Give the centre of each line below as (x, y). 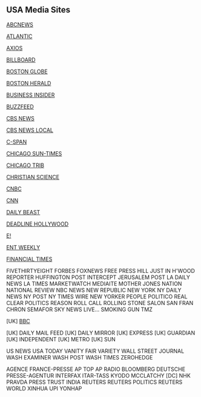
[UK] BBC (18, 321)
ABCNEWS (20, 24)
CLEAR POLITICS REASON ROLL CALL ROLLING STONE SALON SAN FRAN (100, 303)
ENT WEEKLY (23, 247)
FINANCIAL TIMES (29, 259)
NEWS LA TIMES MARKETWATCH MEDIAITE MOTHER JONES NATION (94, 283)
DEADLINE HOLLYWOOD (38, 224)
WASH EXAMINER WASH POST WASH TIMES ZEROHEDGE (80, 357)
